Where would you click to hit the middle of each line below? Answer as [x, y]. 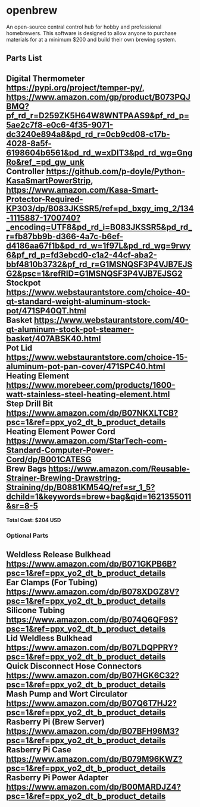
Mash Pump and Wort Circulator [67, 694]
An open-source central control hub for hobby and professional [84, 27]
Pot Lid [19, 348]
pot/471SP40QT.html [46, 311]
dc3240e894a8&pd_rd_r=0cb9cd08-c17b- [88, 134]
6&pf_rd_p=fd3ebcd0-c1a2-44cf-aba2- [82, 255]
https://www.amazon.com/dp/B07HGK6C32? [93, 676]
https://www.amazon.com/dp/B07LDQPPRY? [92, 648]
